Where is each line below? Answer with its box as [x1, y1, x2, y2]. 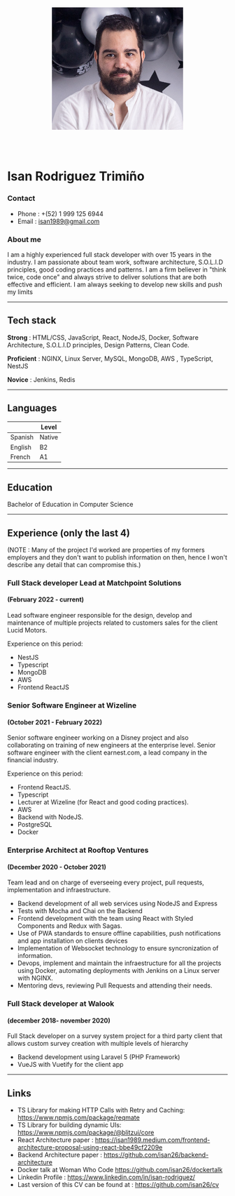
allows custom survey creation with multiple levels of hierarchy [7, 1039, 189, 1048]
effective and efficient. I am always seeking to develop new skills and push [7, 280, 222, 288]
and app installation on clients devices [17, 936, 128, 945]
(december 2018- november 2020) [7, 1016, 111, 1025]
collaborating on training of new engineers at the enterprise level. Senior [7, 741, 216, 750]
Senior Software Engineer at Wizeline [7, 700, 137, 710]
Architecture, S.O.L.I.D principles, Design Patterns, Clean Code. [7, 340, 190, 349]
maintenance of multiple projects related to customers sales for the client [7, 618, 218, 627]
